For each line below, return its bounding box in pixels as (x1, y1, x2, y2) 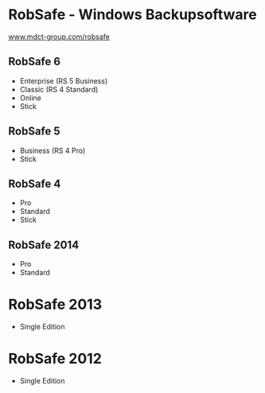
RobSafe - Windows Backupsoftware (8, 6, 257, 24)
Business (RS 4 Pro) (19, 146, 86, 155)
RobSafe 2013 (8, 296, 102, 313)
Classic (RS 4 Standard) (19, 84, 99, 94)
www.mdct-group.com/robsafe (8, 32, 110, 41)
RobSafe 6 (8, 55, 61, 68)
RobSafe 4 (8, 177, 61, 190)
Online (19, 93, 41, 103)
